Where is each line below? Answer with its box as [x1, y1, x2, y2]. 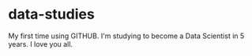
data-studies [8, 5, 95, 23]
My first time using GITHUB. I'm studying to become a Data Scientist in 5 [8, 31, 245, 40]
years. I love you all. [8, 39, 73, 48]
